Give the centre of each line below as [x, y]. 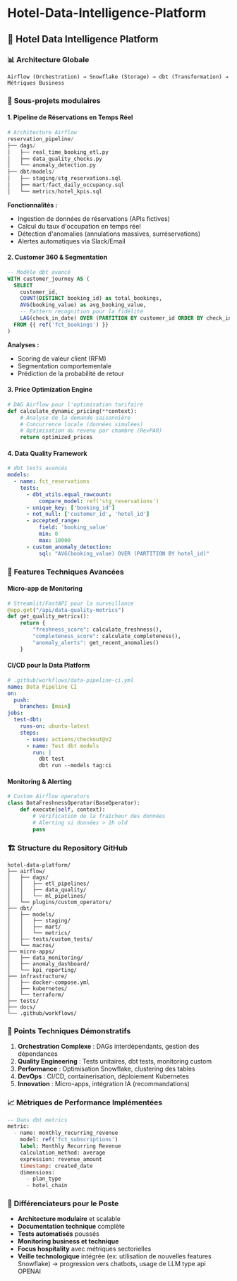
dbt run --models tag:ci [75, 766]
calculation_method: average [63, 1153]
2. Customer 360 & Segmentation [57, 257]
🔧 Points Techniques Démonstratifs [69, 1030]
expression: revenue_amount [61, 1159]
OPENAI [29, 1271]
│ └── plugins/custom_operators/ [60, 902]
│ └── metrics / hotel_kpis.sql [55, 191]
